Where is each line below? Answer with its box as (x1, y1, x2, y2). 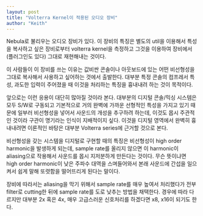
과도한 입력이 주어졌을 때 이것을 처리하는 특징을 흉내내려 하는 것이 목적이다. (14, 81, 193, 88)
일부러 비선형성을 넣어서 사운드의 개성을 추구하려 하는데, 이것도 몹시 (17, 109, 179, 116)
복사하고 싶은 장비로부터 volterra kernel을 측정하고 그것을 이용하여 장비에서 (12, 45, 193, 52)
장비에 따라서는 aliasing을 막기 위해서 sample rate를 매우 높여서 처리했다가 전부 (6, 181, 196, 188)
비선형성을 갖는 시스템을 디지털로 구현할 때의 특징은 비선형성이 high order (6, 138, 182, 145)
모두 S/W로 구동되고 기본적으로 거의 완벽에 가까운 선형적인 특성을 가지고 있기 (6, 102, 190, 109)
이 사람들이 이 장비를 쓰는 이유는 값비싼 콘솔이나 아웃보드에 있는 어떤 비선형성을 (6, 66, 195, 73)
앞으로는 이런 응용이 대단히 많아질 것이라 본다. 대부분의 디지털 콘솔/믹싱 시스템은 (6, 94, 197, 101)
